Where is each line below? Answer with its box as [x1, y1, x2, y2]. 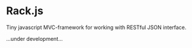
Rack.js [6, 4, 43, 18]
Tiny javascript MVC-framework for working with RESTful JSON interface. [6, 24, 187, 31]
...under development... [6, 35, 63, 42]
